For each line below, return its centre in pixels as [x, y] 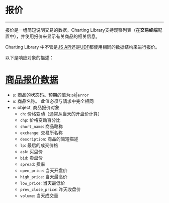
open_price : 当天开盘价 [44, 170]
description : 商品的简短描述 [49, 139]
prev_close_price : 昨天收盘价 [51, 189]
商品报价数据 [32, 80]
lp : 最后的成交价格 [39, 145]
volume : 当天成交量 [39, 195]
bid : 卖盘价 [31, 158]
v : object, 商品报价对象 [36, 107]
